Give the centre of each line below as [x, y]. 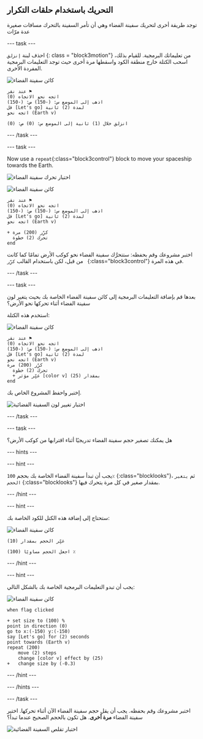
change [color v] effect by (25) [61, 658]
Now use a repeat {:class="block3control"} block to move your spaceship [99, 158]
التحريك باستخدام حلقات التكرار [60, 10]
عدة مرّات [18, 31]
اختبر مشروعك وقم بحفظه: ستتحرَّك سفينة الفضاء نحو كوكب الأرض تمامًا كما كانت [100, 255]
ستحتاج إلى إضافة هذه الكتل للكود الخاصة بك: [58, 518]
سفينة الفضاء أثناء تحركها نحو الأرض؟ [49, 303]
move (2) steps [37, 653]
